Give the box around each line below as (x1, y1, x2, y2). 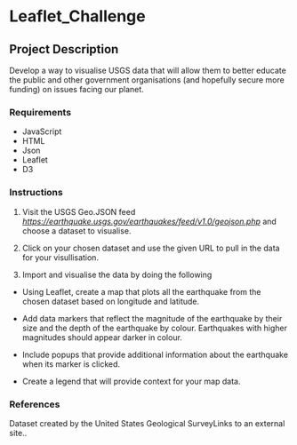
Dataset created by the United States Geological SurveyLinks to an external (9, 417, 285, 428)
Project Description (9, 42, 119, 57)
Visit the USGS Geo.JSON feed (21, 206, 136, 217)
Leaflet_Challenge (9, 6, 146, 27)
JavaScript (21, 126, 62, 137)
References (9, 398, 60, 410)
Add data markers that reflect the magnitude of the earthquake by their (21, 313, 283, 323)
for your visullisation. (21, 251, 100, 263)
